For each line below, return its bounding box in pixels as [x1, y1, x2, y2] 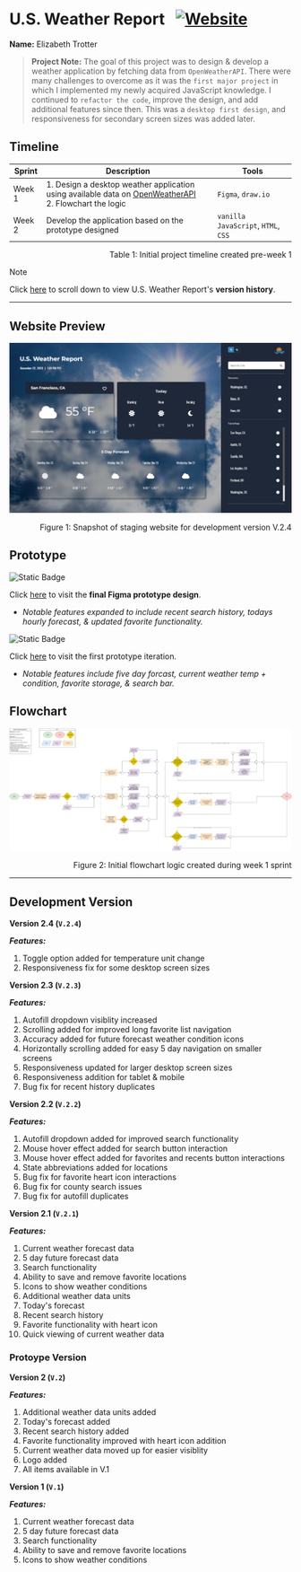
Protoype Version [9, 1351, 87, 1364]
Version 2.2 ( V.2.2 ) [9, 1099, 82, 1110]
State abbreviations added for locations [21, 1163, 168, 1173]
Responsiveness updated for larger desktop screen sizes [21, 1062, 233, 1073]
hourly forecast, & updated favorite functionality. [21, 616, 203, 627]
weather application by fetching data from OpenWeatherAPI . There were [30, 66, 291, 76]
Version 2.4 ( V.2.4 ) [9, 918, 82, 929]
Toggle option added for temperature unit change [21, 953, 205, 964]
